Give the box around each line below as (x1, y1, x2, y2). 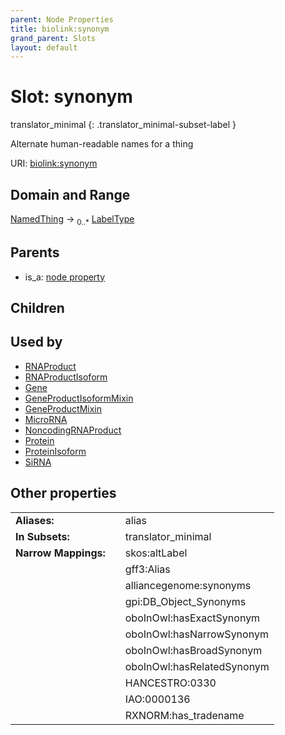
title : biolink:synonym (10, 24, 110, 34)
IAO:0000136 (124, 692, 191, 706)
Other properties (10, 485, 117, 502)
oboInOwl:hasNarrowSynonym (124, 627, 269, 641)
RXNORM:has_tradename (124, 708, 245, 722)
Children (10, 300, 65, 316)
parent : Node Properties (10, 14, 114, 25)
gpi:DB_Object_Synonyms (124, 594, 247, 608)
